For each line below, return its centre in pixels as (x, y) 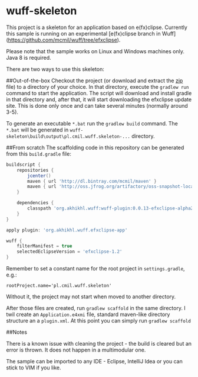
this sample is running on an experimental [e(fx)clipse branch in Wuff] (91, 33)
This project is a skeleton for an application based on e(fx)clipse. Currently (97, 27)
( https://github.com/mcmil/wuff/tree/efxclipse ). (63, 40)
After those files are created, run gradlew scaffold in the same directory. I (96, 308)
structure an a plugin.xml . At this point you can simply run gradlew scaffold (99, 321)
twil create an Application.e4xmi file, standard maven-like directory (88, 314)
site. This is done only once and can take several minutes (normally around (97, 105)
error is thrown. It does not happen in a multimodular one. (76, 350)
